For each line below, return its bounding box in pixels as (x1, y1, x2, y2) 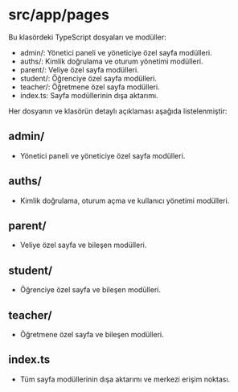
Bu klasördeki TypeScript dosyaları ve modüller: (8, 32, 166, 42)
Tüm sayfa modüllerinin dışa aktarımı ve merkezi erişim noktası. (19, 374, 231, 384)
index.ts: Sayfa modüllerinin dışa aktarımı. (19, 90, 158, 100)
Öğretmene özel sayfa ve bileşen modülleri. (19, 330, 165, 339)
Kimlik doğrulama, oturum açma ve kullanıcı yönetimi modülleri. (19, 196, 230, 205)
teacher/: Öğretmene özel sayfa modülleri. (19, 82, 160, 92)
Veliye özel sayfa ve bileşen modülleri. (19, 240, 147, 250)
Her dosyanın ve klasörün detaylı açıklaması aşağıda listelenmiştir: (8, 106, 228, 116)
